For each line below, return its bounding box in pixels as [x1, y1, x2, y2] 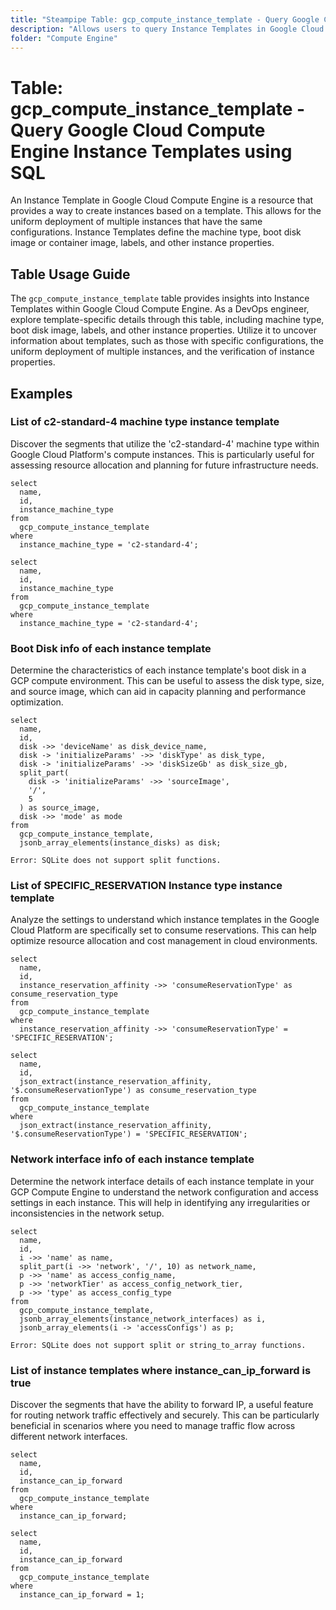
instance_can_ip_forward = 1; [19, 1590, 145, 1600]
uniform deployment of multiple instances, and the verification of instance [10, 346, 315, 358]
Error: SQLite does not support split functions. [10, 856, 222, 866]
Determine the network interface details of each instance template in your [10, 1175, 315, 1187]
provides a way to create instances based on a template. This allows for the [10, 205, 322, 217]
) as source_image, [19, 803, 101, 813]
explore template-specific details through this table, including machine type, [10, 314, 325, 326]
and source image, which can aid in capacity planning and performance [10, 686, 307, 698]
